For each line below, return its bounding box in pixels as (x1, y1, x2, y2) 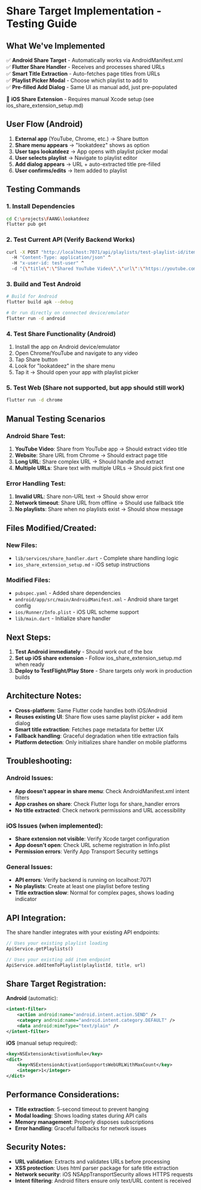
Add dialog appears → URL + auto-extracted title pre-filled (14, 160, 161, 168)
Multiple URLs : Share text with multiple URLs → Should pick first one (14, 465, 185, 471)
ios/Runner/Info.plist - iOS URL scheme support (14, 609, 139, 616)
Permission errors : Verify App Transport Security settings (14, 848, 159, 855)
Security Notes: (6, 1142, 66, 1152)
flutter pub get (6, 221, 47, 227)
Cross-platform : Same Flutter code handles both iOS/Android (14, 706, 167, 714)
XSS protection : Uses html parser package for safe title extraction (14, 1164, 178, 1171)
